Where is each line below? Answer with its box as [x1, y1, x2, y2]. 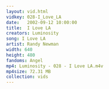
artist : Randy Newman [6, 42, 59, 47]
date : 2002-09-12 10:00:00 [6, 19, 77, 25]
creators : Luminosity [6, 30, 59, 36]
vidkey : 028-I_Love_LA [6, 14, 62, 20]
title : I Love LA [6, 25, 51, 31]
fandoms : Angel [6, 57, 43, 63]
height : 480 [6, 52, 35, 58]
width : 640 [6, 47, 33, 53]
